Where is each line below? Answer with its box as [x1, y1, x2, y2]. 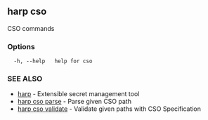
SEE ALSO [7, 74, 43, 84]
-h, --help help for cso [13, 58, 93, 65]
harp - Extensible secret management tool [17, 90, 140, 98]
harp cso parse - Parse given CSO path [17, 98, 132, 106]
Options [7, 41, 35, 51]
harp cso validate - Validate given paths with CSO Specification [17, 105, 202, 113]
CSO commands [7, 24, 55, 32]
